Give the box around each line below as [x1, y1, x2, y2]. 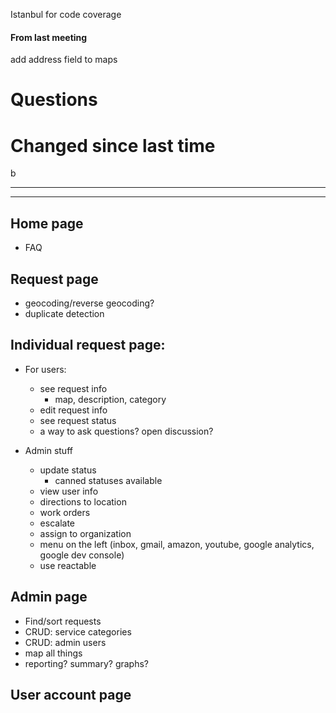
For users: [24, 363, 67, 375]
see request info [39, 382, 108, 394]
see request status [39, 414, 117, 426]
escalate [39, 517, 75, 529]
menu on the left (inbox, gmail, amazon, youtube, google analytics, [39, 538, 315, 550]
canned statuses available [54, 474, 163, 486]
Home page [10, 215, 84, 232]
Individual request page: [10, 337, 166, 354]
